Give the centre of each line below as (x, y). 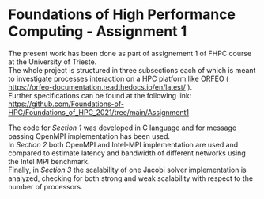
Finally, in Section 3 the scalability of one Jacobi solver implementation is (127, 170)
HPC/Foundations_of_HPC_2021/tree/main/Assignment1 (99, 112)
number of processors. (45, 186)
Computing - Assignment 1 (98, 31)
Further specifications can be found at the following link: (100, 95)
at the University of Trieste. (53, 62)
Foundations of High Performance (122, 15)
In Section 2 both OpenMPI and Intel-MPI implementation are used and (123, 144)
